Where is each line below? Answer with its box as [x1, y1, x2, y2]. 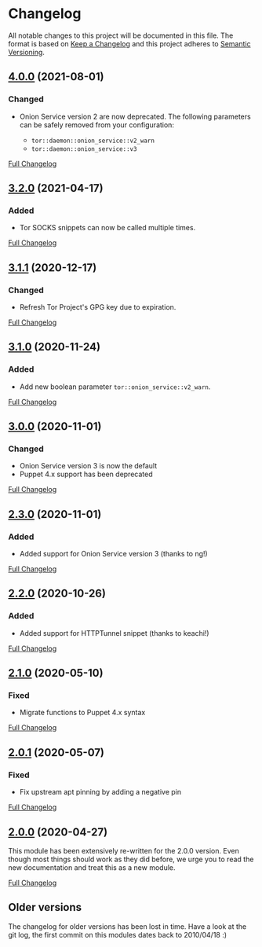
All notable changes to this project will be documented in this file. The [8, 31, 234, 40]
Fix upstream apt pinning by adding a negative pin [19, 787, 182, 797]
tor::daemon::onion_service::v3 [31, 145, 137, 153]
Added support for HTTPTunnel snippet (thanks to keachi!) [19, 628, 209, 637]
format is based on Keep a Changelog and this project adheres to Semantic [8, 39, 251, 48]
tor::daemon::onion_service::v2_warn [31, 137, 155, 145]
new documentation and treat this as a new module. [8, 862, 176, 872]
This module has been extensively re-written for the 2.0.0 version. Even [8, 846, 239, 855]
